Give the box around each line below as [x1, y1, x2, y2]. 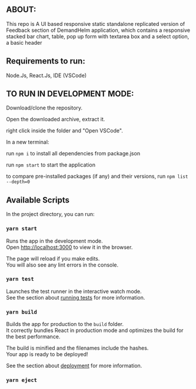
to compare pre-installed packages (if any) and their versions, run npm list [6, 173, 188, 180]
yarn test [6, 276, 34, 282]
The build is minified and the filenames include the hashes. [6, 344, 149, 352]
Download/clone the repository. [6, 104, 83, 111]
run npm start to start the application [6, 161, 96, 168]
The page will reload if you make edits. [6, 255, 100, 262]
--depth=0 [6, 179, 31, 185]
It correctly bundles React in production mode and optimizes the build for [6, 327, 184, 334]
